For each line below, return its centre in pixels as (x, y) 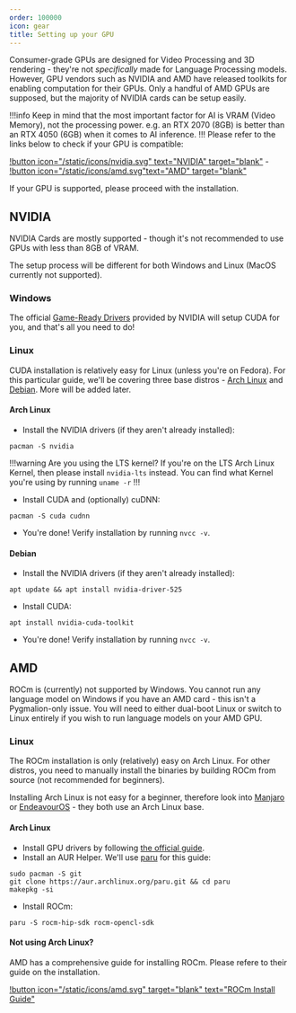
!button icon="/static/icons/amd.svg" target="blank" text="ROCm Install (142, 989)
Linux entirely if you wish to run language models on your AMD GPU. (136, 718)
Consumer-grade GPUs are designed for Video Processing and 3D (132, 60)
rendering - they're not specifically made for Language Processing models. (148, 69)
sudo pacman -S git (46, 874)
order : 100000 (36, 18)
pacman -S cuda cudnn (50, 516)
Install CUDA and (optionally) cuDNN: (91, 499)
